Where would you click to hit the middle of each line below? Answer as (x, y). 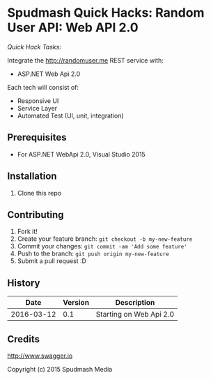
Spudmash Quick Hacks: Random (106, 13)
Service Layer (37, 108)
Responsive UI (38, 101)
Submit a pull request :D (52, 261)
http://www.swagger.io (40, 356)
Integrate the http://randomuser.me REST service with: (85, 60)
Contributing (36, 215)
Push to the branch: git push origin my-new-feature (93, 254)
